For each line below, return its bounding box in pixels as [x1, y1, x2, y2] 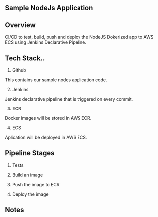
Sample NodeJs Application [5, 4, 93, 12]
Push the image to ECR [12, 181, 60, 187]
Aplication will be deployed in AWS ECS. [5, 134, 87, 141]
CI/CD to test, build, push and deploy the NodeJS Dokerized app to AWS [5, 34, 154, 40]
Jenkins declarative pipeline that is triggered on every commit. [5, 96, 133, 102]
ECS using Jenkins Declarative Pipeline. [5, 39, 87, 45]
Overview [5, 21, 36, 29]
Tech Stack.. [5, 54, 45, 62]
